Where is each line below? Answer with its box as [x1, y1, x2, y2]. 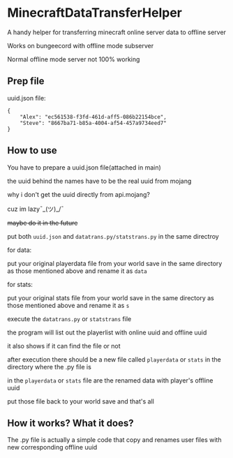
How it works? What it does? [7, 417, 134, 429]
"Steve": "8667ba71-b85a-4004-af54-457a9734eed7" [20, 119, 167, 126]
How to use [7, 145, 57, 156]
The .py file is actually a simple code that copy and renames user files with [7, 436, 222, 444]
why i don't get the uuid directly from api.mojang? [7, 190, 150, 198]
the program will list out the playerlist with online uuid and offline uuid [7, 328, 207, 337]
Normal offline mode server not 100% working [7, 54, 140, 64]
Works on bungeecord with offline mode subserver [7, 41, 154, 50]
